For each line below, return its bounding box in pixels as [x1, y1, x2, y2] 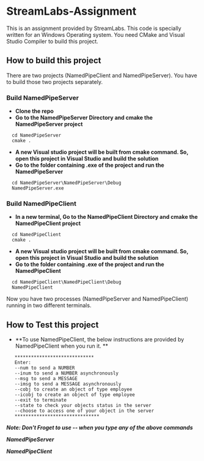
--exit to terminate [14, 397, 67, 403]
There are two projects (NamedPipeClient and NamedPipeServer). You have [6, 72, 197, 79]
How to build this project [6, 55, 101, 66]
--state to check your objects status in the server [14, 403, 151, 409]
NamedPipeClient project [15, 219, 81, 227]
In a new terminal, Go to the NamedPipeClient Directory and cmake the [15, 213, 199, 221]
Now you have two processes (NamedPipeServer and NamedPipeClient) [6, 295, 189, 303]
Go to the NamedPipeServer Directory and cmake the [15, 114, 153, 121]
